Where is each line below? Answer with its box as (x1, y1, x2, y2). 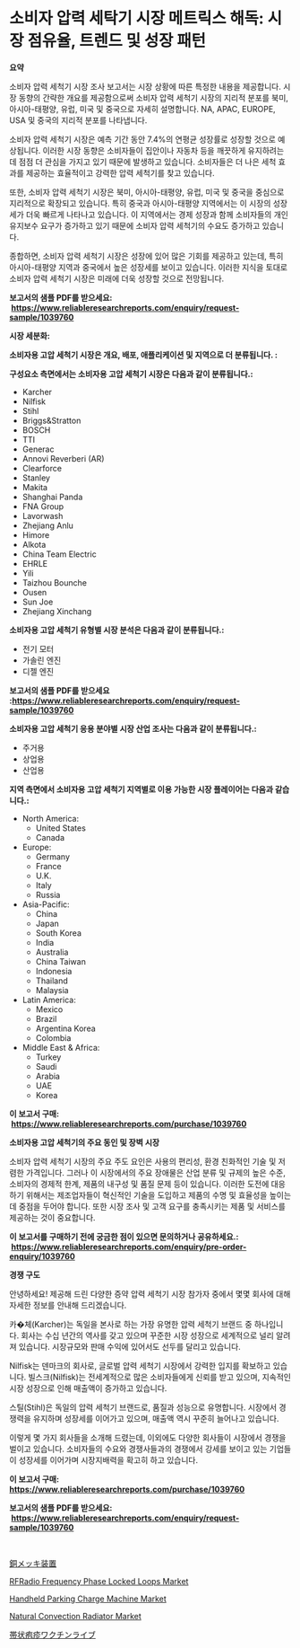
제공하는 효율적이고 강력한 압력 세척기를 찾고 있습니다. (25, 167, 215, 178)
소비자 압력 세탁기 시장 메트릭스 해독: (9, 8, 264, 29)
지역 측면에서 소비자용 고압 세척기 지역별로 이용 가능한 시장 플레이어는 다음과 (9, 783, 274, 795)
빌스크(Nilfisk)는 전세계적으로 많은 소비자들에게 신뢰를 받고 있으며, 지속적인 (28, 1371, 291, 1382)
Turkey (35, 1052, 62, 1062)
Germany (35, 850, 70, 862)
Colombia (35, 1032, 72, 1043)
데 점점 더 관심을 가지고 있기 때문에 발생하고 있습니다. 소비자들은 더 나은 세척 (9, 156, 277, 167)
